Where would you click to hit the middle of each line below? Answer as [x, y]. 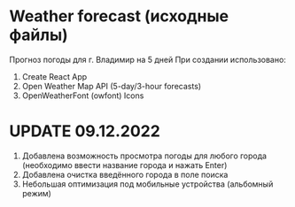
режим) [36, 193]
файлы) [39, 35]
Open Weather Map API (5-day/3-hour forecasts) [112, 86]
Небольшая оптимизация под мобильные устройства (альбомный [147, 184]
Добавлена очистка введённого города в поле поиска [125, 174]
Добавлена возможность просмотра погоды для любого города [144, 156]
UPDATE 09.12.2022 [85, 131]
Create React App [54, 76]
